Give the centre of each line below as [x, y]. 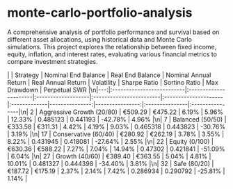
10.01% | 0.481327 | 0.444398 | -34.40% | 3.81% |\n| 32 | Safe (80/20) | [111, 163]
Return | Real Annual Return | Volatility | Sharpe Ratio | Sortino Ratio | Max [113, 82]
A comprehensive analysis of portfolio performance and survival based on [113, 32]
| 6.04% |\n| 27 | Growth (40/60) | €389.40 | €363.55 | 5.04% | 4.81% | [109, 156]
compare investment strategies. [53, 61]
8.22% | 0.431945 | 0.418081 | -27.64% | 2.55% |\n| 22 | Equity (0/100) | [111, 141]
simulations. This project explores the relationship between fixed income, [112, 47]
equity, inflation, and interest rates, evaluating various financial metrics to [112, 54]
